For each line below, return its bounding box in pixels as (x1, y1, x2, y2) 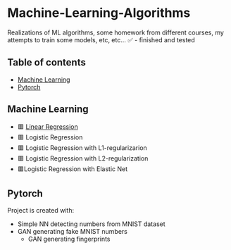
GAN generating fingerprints (27, 235, 111, 244)
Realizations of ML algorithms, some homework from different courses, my (7, 28, 224, 37)
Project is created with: (7, 206, 75, 215)
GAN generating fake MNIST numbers (17, 227, 128, 236)
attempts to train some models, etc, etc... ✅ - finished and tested (7, 35, 195, 44)
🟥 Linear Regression (17, 122, 79, 131)
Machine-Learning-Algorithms (7, 5, 191, 21)
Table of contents (7, 56, 86, 68)
